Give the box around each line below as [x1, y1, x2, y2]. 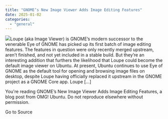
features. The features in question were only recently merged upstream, [5, 46, 154, 53]
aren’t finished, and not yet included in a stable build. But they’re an [5, 52, 144, 58]
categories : [5, 17, 30, 22]
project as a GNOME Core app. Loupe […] [5, 79, 92, 85]
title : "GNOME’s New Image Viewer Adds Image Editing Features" [5, 7, 142, 13]
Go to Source [5, 109, 33, 115]
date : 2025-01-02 [5, 12, 42, 17]
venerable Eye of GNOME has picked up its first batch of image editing [5, 41, 151, 47]
